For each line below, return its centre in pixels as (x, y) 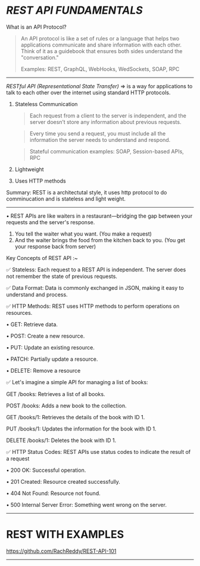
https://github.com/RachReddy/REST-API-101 (61, 551)
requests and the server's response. (51, 222)
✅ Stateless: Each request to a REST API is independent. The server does (96, 270)
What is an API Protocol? (36, 27)
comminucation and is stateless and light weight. (66, 199)
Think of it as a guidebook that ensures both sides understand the (101, 51)
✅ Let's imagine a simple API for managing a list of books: (77, 382)
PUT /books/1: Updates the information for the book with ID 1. (81, 429)
